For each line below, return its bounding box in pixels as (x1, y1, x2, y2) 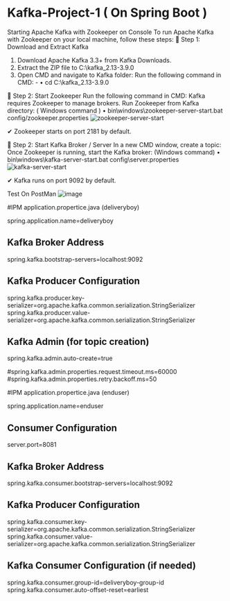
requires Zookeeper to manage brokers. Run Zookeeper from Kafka (7, 99, 200, 107)
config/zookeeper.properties (7, 113, 89, 122)
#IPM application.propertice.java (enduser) (7, 389, 130, 397)
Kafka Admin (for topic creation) (7, 335, 150, 348)
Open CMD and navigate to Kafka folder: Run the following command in (17, 71, 222, 79)
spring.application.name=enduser (7, 402, 104, 410)
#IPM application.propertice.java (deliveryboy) (7, 203, 140, 211)
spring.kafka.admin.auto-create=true (7, 354, 113, 362)
